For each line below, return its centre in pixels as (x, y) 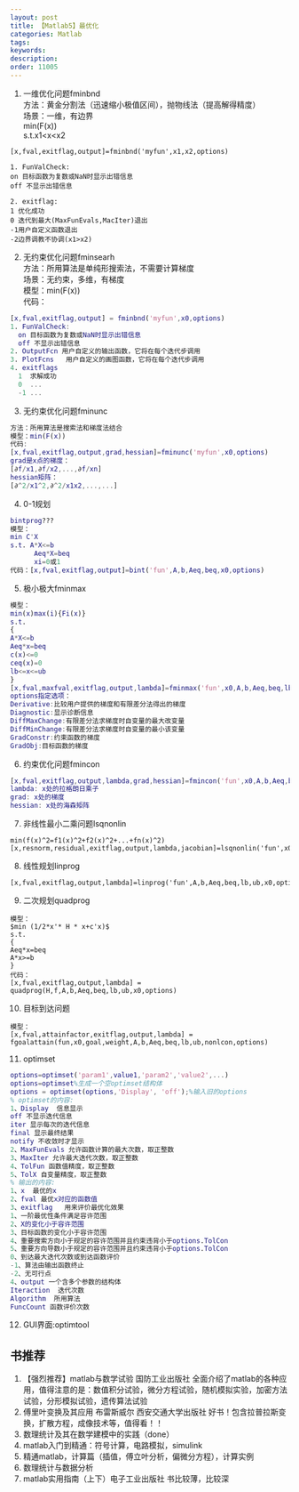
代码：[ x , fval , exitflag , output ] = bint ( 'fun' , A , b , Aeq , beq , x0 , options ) (138, 570)
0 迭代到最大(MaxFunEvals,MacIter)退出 (79, 220)
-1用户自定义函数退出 (44, 230)
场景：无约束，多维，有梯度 (74, 279)
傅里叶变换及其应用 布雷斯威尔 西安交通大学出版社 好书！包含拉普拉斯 (150, 1412)
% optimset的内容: (42, 1100)
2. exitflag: (34, 201)
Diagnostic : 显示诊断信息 (52, 713)
